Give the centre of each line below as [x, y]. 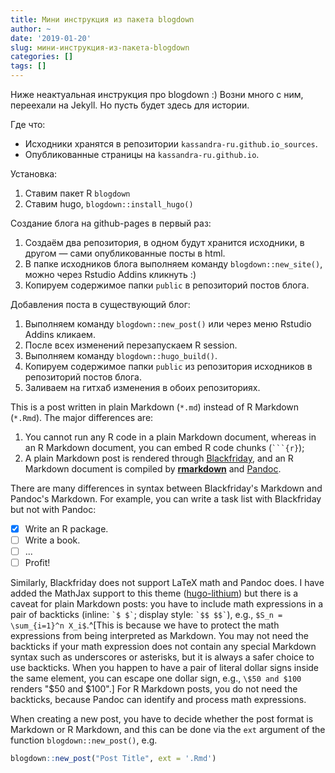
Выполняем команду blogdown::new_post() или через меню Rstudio [168, 324]
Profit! [37, 563]
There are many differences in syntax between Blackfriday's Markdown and [166, 488]
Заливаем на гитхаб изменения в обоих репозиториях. [142, 387]
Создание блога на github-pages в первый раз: [111, 223]
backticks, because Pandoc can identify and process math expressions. [158, 700]
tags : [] [28, 66]
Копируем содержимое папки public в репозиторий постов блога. [167, 285]
